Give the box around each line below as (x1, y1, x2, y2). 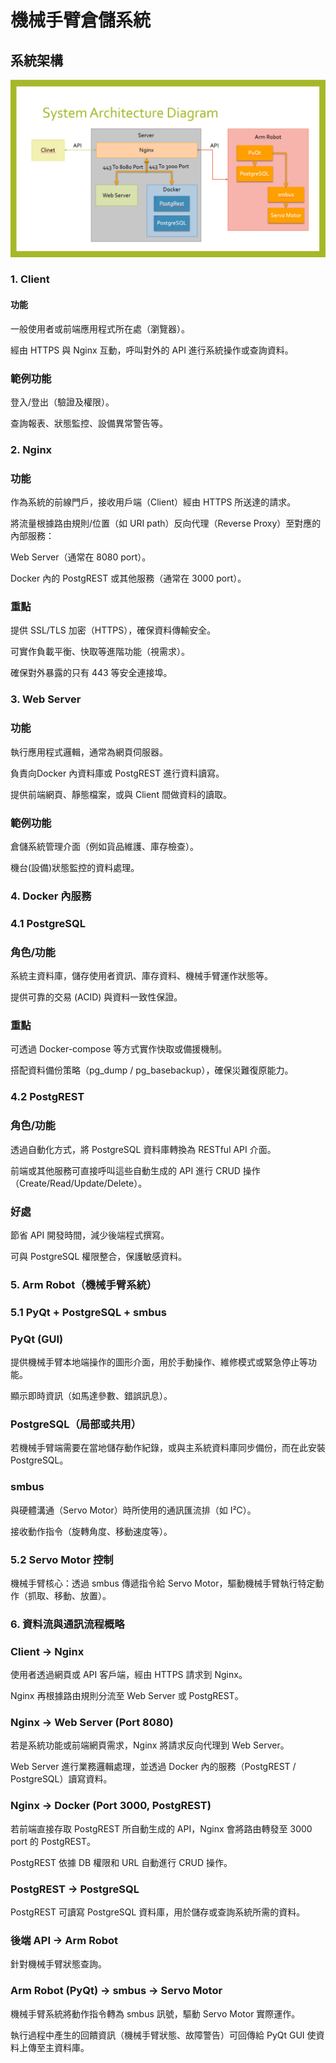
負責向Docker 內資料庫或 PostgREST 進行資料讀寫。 (10, 767, 225, 779)
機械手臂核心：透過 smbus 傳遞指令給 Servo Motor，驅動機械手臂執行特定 (10, 1577, 316, 1589)
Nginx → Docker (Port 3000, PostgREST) (10, 1799, 212, 1813)
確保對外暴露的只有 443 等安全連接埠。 (10, 667, 173, 679)
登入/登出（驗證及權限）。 (10, 396, 115, 408)
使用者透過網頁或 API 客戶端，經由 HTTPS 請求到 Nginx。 (10, 1669, 248, 1681)
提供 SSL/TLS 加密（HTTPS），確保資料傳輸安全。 (10, 624, 217, 636)
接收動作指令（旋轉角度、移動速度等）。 (10, 1525, 173, 1537)
